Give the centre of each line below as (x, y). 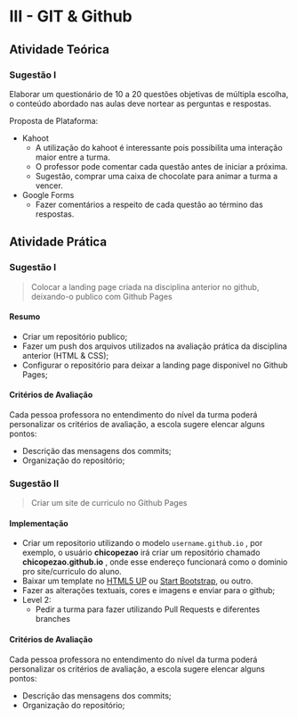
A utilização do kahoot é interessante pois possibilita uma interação (159, 147)
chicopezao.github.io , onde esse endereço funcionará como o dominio (155, 562)
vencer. (49, 186)
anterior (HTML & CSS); (65, 355)
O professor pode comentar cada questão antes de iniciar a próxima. (161, 166)
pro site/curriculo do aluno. (72, 572)
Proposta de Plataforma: (54, 120)
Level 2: (36, 600)
